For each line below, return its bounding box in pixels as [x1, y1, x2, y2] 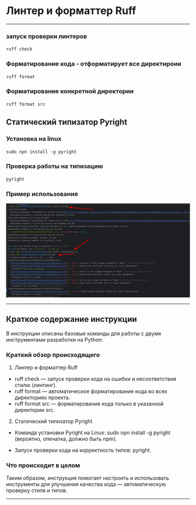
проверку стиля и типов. [6, 487, 68, 494]
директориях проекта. [14, 394, 71, 401]
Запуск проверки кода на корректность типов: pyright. [14, 446, 152, 454]
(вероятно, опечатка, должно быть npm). [14, 435, 117, 442]
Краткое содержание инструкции [6, 314, 137, 324]
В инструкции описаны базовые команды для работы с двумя [6, 329, 162, 337]
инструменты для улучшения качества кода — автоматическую [6, 481, 166, 488]
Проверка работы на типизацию [6, 162, 103, 170]
